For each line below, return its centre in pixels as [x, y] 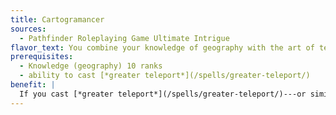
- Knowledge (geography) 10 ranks [91, 66]
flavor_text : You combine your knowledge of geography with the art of [162, 47]
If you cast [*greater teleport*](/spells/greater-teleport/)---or [163, 94]
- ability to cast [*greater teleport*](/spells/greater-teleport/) [165, 76]
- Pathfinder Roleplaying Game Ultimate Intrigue [124, 38]
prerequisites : [42, 57]
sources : [28, 29]
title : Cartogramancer [57, 19]
